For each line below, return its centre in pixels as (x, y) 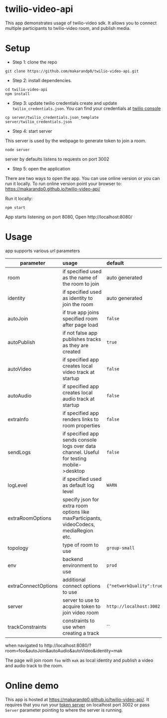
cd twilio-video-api (27, 90)
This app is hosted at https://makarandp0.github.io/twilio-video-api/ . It (77, 699)
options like (76, 512)
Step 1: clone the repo (35, 62)
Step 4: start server (32, 131)
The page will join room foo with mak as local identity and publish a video (79, 660)
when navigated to (24, 645)
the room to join (81, 283)
